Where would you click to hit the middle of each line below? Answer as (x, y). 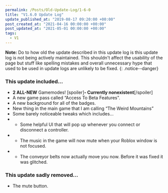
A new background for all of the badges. (54, 103)
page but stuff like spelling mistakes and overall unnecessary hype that (78, 63)
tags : (11, 33)
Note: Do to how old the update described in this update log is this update (81, 52)
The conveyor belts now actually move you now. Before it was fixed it (92, 157)
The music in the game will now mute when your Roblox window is (89, 141)
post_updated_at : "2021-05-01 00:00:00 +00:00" (56, 29)
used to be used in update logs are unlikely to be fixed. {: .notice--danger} (82, 68)
